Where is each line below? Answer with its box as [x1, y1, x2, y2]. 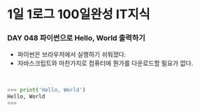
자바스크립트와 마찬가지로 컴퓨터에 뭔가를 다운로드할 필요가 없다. [17, 59, 194, 67]
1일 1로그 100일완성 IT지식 [7, 6, 150, 22]
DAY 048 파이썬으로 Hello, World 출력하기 [7, 33, 145, 43]
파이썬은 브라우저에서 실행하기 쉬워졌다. [17, 50, 127, 59]
